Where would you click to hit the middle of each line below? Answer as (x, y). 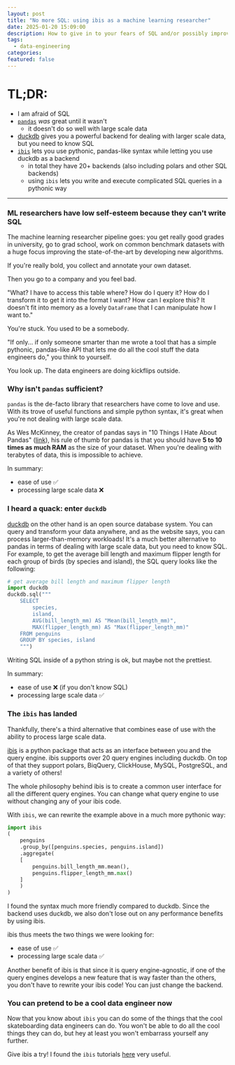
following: (21, 568)
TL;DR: (28, 94)
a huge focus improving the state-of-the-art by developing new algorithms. (115, 252)
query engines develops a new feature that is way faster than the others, (112, 978)
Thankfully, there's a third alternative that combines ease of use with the (112, 729)
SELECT (29, 601)
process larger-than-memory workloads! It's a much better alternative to (112, 539)
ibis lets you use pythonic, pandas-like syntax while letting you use (115, 151)
